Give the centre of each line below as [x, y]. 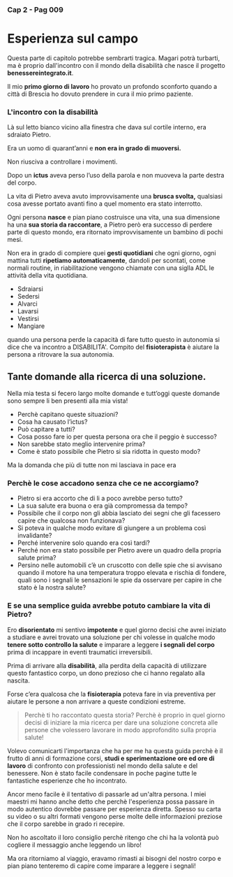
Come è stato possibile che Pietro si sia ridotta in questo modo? [109, 451]
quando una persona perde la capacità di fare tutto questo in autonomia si [113, 340]
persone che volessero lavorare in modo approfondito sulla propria [120, 729]
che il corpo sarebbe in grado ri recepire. [66, 824]
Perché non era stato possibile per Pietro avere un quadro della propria [119, 550]
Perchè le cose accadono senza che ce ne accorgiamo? [103, 483]
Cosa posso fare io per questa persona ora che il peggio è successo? [117, 436]
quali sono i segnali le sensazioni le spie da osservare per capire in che [119, 580]
